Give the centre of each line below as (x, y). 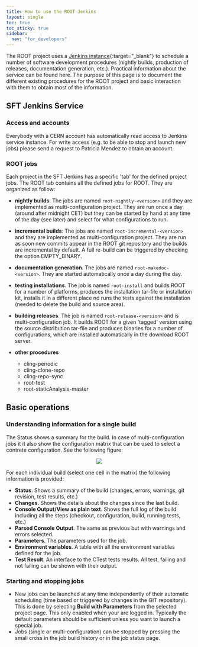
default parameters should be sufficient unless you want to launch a (97, 619)
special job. (29, 625)
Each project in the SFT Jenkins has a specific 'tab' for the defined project (97, 176)
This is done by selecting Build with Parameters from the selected (96, 606)
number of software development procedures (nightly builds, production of (98, 62)
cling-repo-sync (43, 376)
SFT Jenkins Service (45, 106)
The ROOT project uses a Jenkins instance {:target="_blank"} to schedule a (98, 56)
